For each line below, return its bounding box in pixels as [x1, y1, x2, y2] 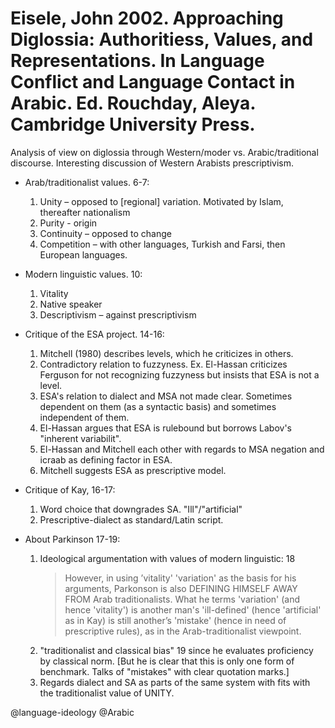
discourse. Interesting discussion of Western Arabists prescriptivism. [10, 157, 295, 169]
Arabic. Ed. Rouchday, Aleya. [10, 92, 256, 115]
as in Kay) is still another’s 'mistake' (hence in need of [64, 614, 287, 626]
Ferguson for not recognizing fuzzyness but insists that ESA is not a [39, 368, 320, 381]
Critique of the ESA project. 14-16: [24, 328, 165, 340]
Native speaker [39, 298, 103, 310]
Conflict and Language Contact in [10, 71, 296, 94]
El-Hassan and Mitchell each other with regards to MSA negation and [39, 443, 325, 455]
